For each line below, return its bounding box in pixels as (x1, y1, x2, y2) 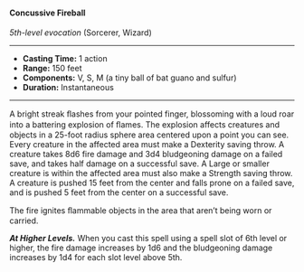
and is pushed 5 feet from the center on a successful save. (9, 187, 229, 198)
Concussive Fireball (9, 7, 86, 18)
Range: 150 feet (22, 63, 83, 74)
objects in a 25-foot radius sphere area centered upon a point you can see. (9, 129, 290, 140)
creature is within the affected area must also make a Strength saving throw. (9, 168, 293, 179)
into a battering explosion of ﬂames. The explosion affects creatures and (9, 119, 280, 130)
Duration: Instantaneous (22, 82, 115, 93)
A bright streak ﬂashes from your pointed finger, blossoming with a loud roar (9, 108, 295, 119)
